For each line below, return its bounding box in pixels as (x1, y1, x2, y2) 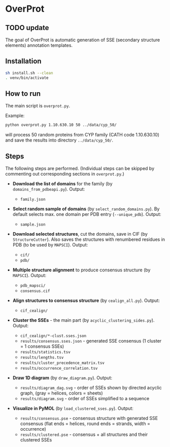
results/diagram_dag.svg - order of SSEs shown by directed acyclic (20, 385, 162, 391)
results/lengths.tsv (20, 355, 64, 360)
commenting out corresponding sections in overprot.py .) (5, 171, 124, 177)
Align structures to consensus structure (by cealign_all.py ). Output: (12, 297, 160, 303)
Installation (5, 57, 42, 66)
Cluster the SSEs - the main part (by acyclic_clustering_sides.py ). (12, 317, 155, 323)
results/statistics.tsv (20, 350, 71, 355)
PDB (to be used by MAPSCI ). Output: (12, 242, 88, 248)
